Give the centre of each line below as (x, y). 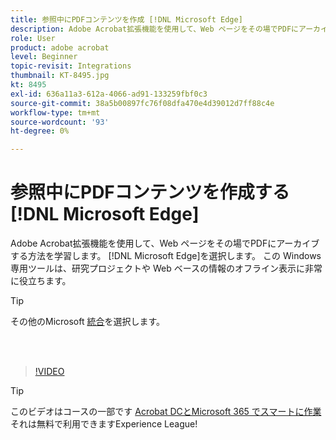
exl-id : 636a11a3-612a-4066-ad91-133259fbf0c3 (109, 94)
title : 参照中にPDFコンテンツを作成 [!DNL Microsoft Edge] (126, 19)
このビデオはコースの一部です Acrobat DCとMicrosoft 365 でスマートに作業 (166, 412)
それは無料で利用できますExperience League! (104, 424)
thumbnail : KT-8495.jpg (60, 76)
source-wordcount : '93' (60, 122)
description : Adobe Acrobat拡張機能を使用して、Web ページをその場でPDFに (154, 29)
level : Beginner (44, 57)
